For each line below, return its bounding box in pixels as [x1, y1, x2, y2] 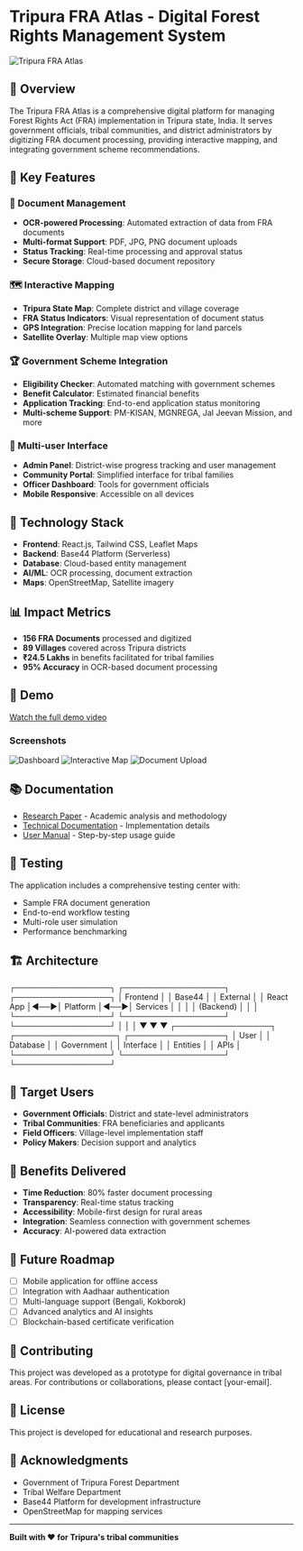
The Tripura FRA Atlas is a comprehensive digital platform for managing [9, 106, 275, 116]
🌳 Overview [9, 81, 76, 97]
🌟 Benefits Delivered [9, 1163, 126, 1178]
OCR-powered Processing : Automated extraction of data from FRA [22, 217, 273, 228]
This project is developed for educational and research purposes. [9, 1426, 252, 1437]
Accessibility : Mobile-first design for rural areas [22, 1206, 203, 1217]
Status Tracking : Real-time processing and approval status [22, 246, 243, 257]
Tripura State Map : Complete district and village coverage [22, 302, 240, 313]
